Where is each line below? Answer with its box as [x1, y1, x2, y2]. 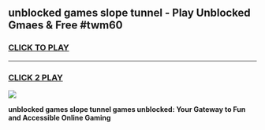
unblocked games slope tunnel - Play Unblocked [8, 6, 251, 20]
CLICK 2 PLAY [8, 72, 63, 83]
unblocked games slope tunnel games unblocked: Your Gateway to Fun [8, 104, 246, 113]
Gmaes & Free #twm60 [8, 19, 123, 32]
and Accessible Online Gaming [8, 113, 111, 122]
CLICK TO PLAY [8, 43, 69, 54]
